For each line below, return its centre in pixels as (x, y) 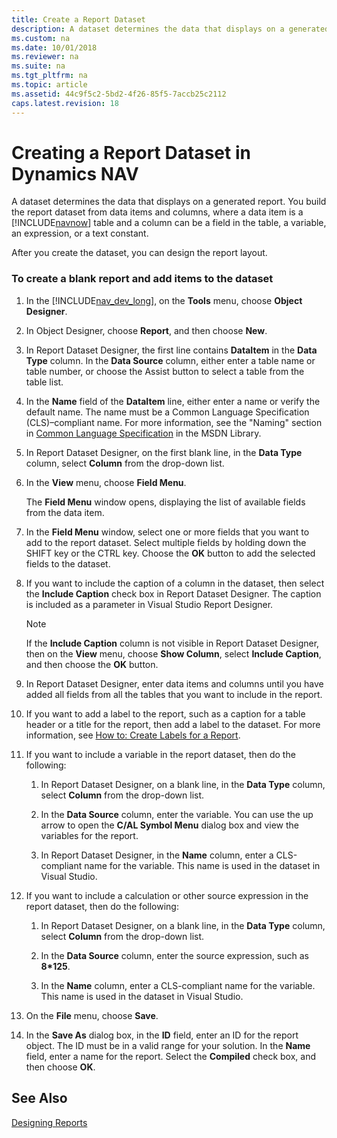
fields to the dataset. (68, 563)
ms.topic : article (49, 85)
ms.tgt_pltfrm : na (49, 76)
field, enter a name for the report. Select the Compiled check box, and (170, 1056)
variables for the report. (89, 835)
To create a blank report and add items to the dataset (142, 279)
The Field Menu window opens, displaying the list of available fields (165, 502)
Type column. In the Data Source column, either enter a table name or (170, 360)
